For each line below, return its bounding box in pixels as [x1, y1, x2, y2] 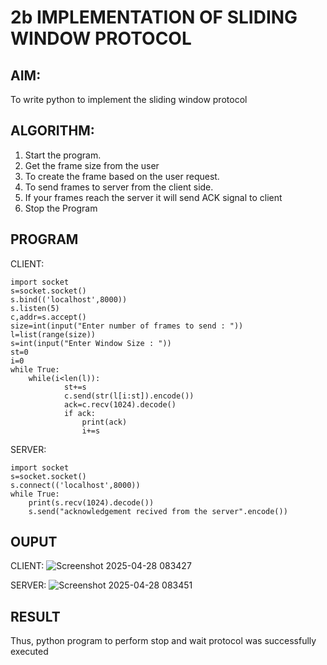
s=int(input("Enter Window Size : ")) [10, 338, 172, 348]
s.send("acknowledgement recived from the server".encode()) [28, 506, 288, 516]
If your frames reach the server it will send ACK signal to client [24, 191, 283, 203]
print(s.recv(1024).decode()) [28, 497, 155, 508]
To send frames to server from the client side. [24, 181, 214, 193]
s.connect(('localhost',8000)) [10, 480, 141, 490]
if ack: [63, 408, 97, 418]
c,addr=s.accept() [10, 312, 87, 322]
